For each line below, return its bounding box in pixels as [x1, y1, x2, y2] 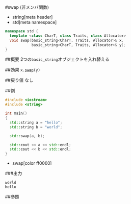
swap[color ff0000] [12, 160, 52, 166]
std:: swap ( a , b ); [9, 133, 45, 138]
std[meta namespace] [12, 19, 57, 25]
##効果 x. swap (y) [5, 67, 41, 73]
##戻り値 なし [5, 77, 33, 83]
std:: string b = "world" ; [9, 125, 63, 129]
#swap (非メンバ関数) [5, 4, 49, 10]
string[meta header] [12, 14, 53, 20]
